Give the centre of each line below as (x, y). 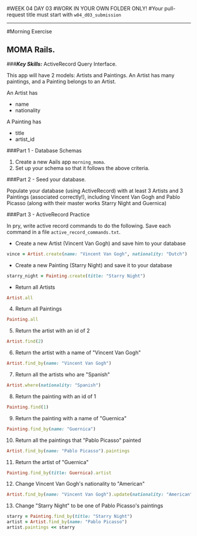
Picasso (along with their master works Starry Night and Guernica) (87, 203)
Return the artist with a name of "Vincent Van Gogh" (78, 352)
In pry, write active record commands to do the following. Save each (89, 226)
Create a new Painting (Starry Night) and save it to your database (94, 265)
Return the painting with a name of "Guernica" (71, 418)
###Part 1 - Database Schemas (44, 150)
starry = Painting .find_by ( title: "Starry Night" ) (70, 517)
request (16, 15)
